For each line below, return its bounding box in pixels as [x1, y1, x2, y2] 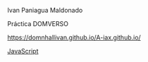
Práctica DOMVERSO [7, 20, 69, 27]
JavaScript [7, 47, 39, 55]
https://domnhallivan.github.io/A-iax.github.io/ [7, 33, 141, 42]
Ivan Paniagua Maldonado [7, 6, 83, 14]
